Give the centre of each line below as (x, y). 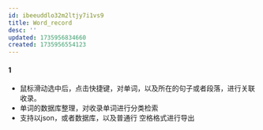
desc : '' (23, 30)
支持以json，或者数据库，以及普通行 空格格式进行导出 (107, 118)
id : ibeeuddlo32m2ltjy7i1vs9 (56, 15)
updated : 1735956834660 (47, 37)
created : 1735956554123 (47, 45)
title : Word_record (40, 23)
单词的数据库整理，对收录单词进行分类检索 (89, 108)
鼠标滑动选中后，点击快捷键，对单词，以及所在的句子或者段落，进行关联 (137, 88)
